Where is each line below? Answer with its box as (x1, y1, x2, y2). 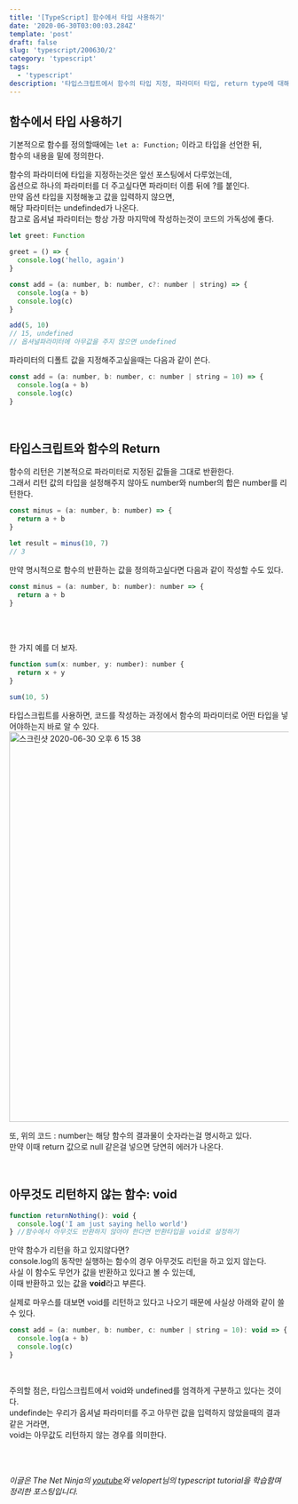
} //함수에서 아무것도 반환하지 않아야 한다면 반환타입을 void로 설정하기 (9, 1228, 239, 1237)
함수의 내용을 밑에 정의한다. (9, 150, 105, 161)
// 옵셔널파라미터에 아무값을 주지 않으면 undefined (9, 338, 176, 346)
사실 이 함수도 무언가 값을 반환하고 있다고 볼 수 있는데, (9, 1267, 196, 1277)
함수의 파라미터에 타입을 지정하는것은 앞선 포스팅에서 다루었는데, (9, 170, 232, 180)
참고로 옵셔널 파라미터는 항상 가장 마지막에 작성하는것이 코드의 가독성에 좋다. (9, 214, 275, 225)
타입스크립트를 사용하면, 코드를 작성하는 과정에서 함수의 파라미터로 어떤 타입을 (9, 710, 279, 720)
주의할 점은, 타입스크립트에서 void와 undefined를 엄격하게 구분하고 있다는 (9, 1385, 266, 1396)
